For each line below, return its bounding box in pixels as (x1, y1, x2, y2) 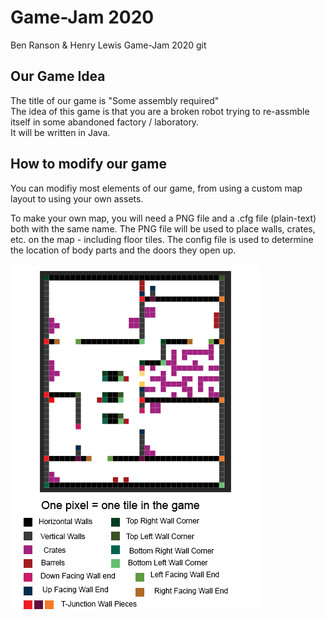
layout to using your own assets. (10, 192, 144, 205)
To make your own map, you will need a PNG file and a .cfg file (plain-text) (10, 212, 317, 224)
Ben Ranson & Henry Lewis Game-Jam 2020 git (10, 39, 207, 51)
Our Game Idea (10, 68, 106, 85)
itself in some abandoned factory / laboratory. (10, 116, 200, 128)
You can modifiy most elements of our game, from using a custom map (10, 182, 303, 194)
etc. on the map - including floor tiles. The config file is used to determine (10, 233, 314, 245)
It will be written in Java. (10, 126, 111, 138)
